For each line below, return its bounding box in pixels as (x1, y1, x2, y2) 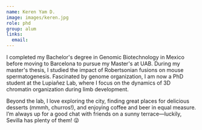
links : (6, 31, 23, 37)
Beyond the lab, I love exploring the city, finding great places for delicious (6, 97, 189, 105)
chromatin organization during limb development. (6, 86, 129, 93)
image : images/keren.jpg (6, 15, 69, 21)
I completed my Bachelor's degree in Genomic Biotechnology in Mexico (6, 54, 184, 60)
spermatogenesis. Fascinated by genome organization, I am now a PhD (6, 73, 184, 80)
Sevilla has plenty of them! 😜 (6, 117, 80, 124)
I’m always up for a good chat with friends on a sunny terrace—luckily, (6, 110, 182, 117)
